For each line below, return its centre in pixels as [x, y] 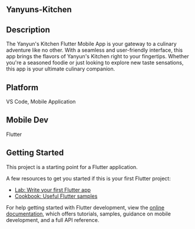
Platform [22, 87]
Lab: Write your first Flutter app [53, 190]
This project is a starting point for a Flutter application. [72, 167]
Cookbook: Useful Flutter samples [56, 196]
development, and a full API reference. [53, 220]
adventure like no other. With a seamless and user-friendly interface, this [95, 50]
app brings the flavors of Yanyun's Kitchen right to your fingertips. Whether [98, 57]
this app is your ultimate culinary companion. [61, 69]
